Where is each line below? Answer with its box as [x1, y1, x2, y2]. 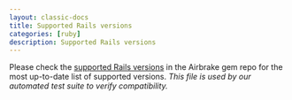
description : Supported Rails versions [9, 37, 157, 47]
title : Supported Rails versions [9, 21, 133, 30]
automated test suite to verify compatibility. [9, 81, 168, 91]
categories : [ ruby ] [9, 29, 81, 38]
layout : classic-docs [9, 12, 89, 22]
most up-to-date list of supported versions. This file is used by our [9, 72, 252, 82]
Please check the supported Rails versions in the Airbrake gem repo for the [9, 62, 283, 73]
